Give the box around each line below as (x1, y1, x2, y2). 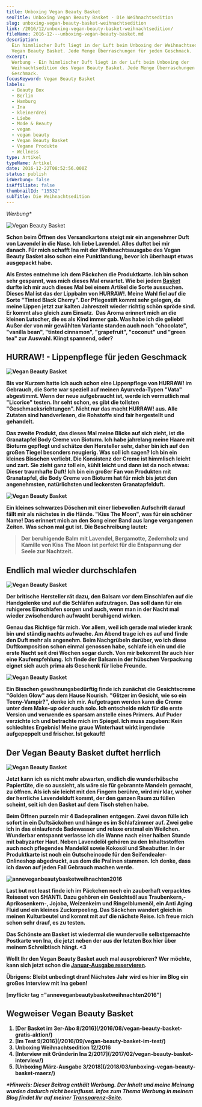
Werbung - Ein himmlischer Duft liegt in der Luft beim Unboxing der (11, 59, 189, 65)
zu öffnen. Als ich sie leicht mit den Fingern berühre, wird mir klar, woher (6, 788, 192, 795)
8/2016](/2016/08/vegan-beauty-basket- (76, 1025, 183, 1032)
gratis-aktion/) (14, 1031, 53, 1038)
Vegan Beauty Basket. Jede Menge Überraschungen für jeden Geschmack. (11, 48, 192, 54)
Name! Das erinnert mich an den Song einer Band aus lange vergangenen (6, 517, 194, 524)
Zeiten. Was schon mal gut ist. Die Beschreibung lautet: (6, 523, 148, 530)
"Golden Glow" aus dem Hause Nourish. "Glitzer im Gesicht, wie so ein (6, 692, 187, 699)
